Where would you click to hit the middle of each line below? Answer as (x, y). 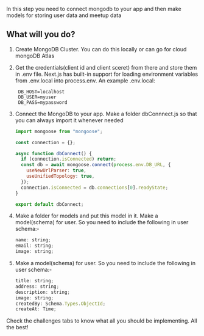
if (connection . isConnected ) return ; (69, 159)
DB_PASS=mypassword (43, 102)
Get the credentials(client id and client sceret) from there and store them (106, 67)
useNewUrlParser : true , (56, 170)
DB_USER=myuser (37, 97)
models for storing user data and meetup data (64, 15)
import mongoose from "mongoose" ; (59, 131)
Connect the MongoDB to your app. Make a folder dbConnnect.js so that (106, 114)
